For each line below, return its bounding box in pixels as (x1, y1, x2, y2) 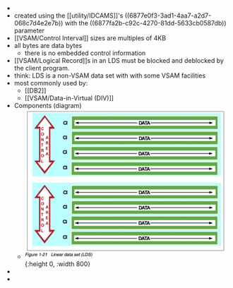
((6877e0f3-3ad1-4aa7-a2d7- (124, 11, 212, 20)
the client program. (13, 64, 70, 72)
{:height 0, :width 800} (24, 260, 91, 268)
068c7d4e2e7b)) (13, 19, 64, 27)
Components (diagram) (13, 102, 82, 109)
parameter (13, 26, 44, 35)
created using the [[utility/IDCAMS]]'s (13, 11, 124, 20)
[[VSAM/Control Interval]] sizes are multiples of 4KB (13, 34, 167, 42)
